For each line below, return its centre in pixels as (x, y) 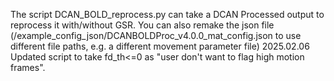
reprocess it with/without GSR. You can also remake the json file (142, 25)
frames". (28, 67)
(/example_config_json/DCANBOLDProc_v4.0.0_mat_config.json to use (156, 35)
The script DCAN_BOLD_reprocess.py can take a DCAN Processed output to (167, 14)
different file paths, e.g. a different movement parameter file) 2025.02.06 (160, 46)
